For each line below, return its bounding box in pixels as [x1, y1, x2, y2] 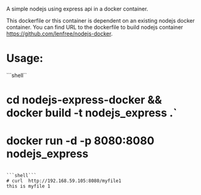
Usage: [6, 51, 44, 65]
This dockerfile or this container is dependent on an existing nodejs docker [6, 17, 196, 24]
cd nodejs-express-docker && [6, 93, 163, 107]
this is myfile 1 [6, 183, 51, 189]
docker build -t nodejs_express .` [6, 106, 177, 120]
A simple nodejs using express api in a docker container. [6, 6, 148, 12]
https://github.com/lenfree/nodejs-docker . [6, 30, 113, 37]
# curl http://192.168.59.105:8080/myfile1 [6, 178, 122, 184]
